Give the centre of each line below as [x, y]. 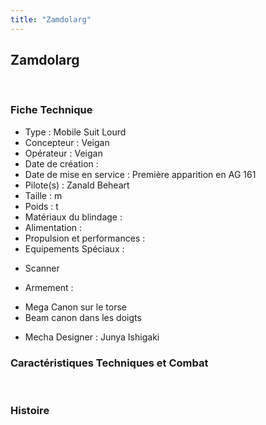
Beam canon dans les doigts [83, 317]
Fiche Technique [51, 110]
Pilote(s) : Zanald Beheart [77, 185]
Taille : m [43, 195]
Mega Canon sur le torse [75, 307]
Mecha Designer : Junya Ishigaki [92, 337]
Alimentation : [53, 227]
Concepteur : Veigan [67, 142]
